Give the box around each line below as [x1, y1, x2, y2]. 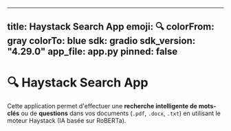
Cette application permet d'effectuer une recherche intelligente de [7, 102, 198, 110]
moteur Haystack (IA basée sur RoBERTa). [7, 117, 126, 125]
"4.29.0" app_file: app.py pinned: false [7, 46, 178, 58]
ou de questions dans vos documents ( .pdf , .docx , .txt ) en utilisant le [21, 109, 221, 117]
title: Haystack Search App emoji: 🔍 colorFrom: [7, 21, 214, 33]
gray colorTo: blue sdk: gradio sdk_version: [7, 35, 196, 47]
